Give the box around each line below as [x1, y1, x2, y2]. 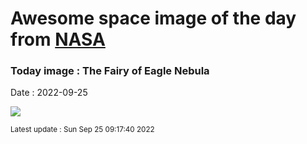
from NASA [10, 28, 106, 51]
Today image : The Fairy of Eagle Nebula [10, 64, 210, 78]
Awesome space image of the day [10, 7, 297, 30]
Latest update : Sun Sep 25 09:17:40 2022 [10, 125, 155, 135]
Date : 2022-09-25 [10, 87, 88, 99]
